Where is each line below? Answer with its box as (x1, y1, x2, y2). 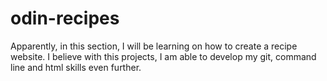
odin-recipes (10, 7, 120, 30)
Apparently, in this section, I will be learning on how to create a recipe (10, 40, 298, 52)
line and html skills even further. (10, 61, 142, 73)
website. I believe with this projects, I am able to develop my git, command (10, 50, 317, 62)
